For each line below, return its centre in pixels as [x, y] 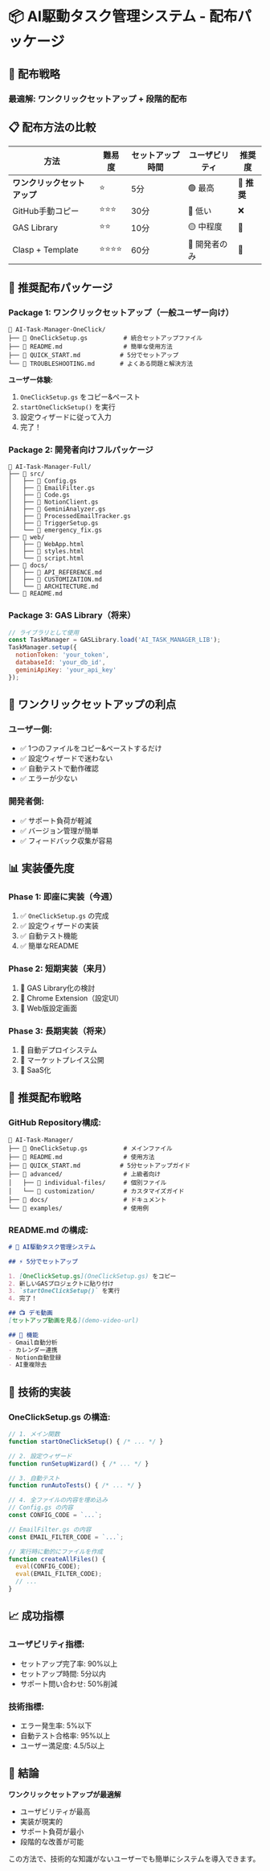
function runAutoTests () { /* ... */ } [75, 1486]
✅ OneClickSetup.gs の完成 [65, 916]
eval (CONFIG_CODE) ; [48, 1567]
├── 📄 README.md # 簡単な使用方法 [90, 347]
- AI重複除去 [28, 1365]
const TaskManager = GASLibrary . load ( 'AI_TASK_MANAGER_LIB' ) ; [115, 640]
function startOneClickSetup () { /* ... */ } [86, 1441]
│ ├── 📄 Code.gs [39, 496]
